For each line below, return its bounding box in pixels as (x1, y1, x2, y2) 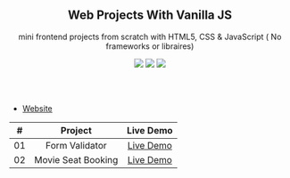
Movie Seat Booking (34, 153, 119, 166)
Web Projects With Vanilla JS (67, 8, 233, 23)
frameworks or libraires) (105, 40, 195, 52)
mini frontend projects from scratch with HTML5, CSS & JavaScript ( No (18, 31, 282, 42)
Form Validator (46, 139, 107, 151)
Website (21, 102, 54, 114)
